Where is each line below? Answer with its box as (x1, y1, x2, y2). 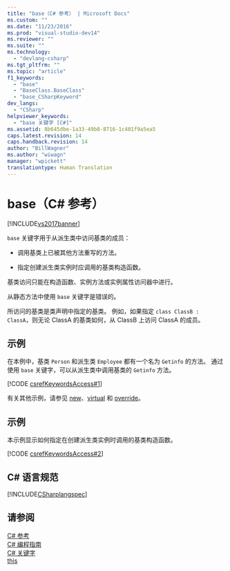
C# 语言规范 (7, 471, 59, 483)
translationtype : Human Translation (7, 164, 113, 171)
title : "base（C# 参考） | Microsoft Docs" (7, 10, 130, 17)
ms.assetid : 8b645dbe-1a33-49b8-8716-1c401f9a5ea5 (7, 126, 156, 133)
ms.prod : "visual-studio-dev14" (7, 29, 100, 37)
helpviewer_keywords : (7, 113, 70, 119)
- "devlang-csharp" (13, 55, 70, 62)
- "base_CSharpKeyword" (13, 94, 82, 101)
